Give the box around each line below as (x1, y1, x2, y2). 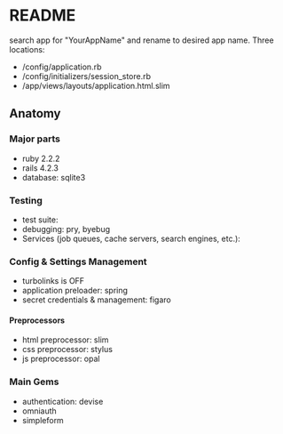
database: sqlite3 (21, 172, 86, 182)
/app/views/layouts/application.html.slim (21, 80, 170, 91)
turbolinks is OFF (21, 276, 85, 286)
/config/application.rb (21, 61, 102, 72)
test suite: (21, 214, 59, 225)
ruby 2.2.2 (21, 153, 60, 164)
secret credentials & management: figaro (21, 294, 171, 305)
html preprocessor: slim (21, 334, 109, 345)
